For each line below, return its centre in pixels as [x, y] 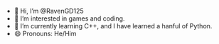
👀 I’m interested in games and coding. [69, 18]
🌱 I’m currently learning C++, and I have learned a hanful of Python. [113, 26]
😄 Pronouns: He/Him [45, 33]
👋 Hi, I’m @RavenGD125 [49, 11]
